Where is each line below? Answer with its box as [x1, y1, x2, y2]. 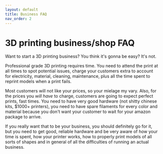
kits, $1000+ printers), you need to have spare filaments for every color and [5, 104, 158, 110]
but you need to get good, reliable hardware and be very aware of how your [5, 129, 158, 134]
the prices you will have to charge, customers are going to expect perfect [5, 93, 153, 99]
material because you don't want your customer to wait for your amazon [5, 109, 151, 115]
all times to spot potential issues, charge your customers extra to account [5, 68, 153, 74]
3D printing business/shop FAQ [5, 37, 135, 48]
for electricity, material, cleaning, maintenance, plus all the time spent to [5, 73, 150, 79]
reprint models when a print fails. [5, 79, 72, 85]
